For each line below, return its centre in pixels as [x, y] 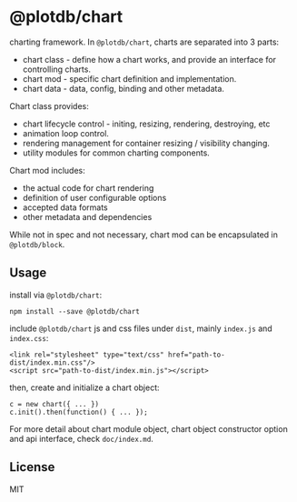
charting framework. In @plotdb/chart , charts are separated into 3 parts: [144, 42]
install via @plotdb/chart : [56, 295]
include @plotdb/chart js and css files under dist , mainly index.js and [141, 328]
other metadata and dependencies [87, 216]
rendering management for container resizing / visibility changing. [146, 143]
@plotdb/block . [37, 244]
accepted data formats [65, 207]
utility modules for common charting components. [116, 153]
